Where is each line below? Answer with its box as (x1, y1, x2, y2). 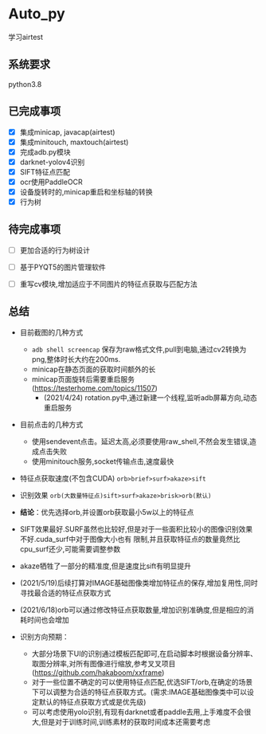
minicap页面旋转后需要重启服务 (31, 374, 135, 383)
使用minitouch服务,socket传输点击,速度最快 (31, 456, 174, 466)
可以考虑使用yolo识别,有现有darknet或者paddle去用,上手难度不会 (31, 707, 244, 716)
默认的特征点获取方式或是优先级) (38, 697, 147, 706)
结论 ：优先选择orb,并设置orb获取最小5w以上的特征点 (19, 507, 194, 516)
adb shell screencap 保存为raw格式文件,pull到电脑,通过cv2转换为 (31, 344, 247, 354)
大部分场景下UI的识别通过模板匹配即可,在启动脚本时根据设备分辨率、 (31, 649, 257, 658)
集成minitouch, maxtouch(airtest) (19, 137, 129, 147)
